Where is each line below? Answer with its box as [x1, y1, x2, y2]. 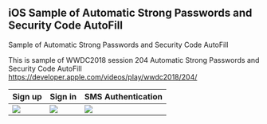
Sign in [49, 91, 77, 102]
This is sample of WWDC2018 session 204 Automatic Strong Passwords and [8, 55, 260, 64]
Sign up [12, 91, 42, 102]
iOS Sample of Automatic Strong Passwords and [8, 6, 253, 20]
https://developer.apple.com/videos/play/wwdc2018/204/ [8, 72, 198, 82]
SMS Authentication [84, 91, 163, 102]
